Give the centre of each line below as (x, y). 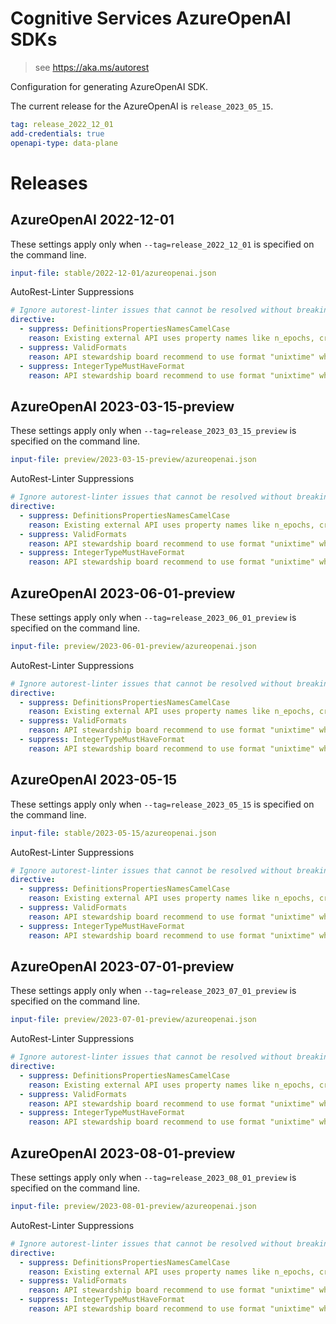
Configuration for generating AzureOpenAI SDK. (109, 86)
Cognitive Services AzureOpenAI (151, 18)
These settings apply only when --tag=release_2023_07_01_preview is (153, 991)
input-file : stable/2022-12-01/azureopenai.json (113, 273)
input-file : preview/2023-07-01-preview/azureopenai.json (133, 1020)
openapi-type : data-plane (64, 143)
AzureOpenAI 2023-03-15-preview (122, 406)
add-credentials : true (57, 133)
